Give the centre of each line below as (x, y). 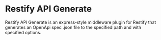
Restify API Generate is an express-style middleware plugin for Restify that (80, 22)
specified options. (23, 32)
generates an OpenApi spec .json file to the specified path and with (73, 27)
